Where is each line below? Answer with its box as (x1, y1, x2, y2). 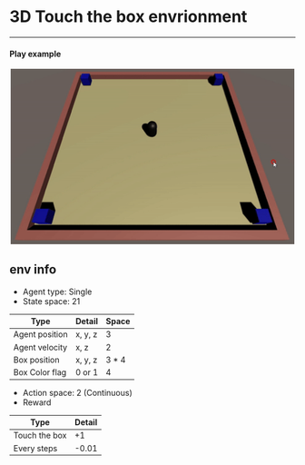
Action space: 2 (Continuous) (22, 387, 133, 398)
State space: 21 (22, 295, 81, 306)
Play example (9, 48, 62, 59)
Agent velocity (13, 341, 68, 352)
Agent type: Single (22, 286, 93, 297)
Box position (13, 354, 61, 365)
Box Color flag (13, 367, 67, 378)
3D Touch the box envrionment (9, 6, 248, 27)
